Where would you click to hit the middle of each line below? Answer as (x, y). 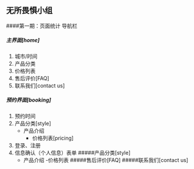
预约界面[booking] (29, 100)
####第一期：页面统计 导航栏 (42, 26)
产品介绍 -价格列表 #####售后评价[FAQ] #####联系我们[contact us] (106, 160)
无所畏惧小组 (29, 11)
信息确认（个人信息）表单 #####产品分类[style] (73, 153)
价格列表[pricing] (53, 138)
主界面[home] (23, 40)
